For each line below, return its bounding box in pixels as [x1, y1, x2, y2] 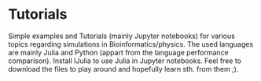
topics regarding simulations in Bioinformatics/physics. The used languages [8, 39, 254, 48]
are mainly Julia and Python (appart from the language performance [8, 48, 230, 57]
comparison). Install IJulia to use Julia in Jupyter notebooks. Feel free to [8, 56, 242, 65]
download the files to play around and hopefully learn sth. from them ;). [8, 64, 239, 73]
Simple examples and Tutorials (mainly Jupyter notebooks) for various [8, 31, 236, 40]
